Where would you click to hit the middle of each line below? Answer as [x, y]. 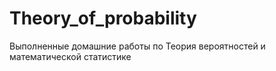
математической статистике [70, 56]
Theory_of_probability [103, 18]
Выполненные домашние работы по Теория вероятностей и [137, 46]
